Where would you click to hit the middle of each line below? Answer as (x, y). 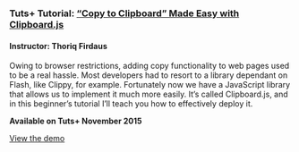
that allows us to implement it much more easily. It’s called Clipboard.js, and (149, 94)
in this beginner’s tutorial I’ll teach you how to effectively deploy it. (131, 104)
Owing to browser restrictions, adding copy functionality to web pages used (149, 66)
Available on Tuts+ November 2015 (76, 121)
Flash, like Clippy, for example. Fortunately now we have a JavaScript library (150, 85)
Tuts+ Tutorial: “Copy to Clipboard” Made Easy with (124, 13)
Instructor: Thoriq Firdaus (58, 46)
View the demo (37, 139)
